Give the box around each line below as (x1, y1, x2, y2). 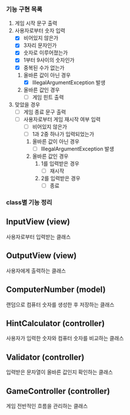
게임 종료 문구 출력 (23, 108, 66, 116)
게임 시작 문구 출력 (14, 19, 58, 27)
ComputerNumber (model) (6, 285, 106, 295)
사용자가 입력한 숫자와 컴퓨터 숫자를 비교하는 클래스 (6, 335, 124, 342)
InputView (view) (6, 217, 71, 227)
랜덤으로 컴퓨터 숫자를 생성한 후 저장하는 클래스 (6, 301, 115, 308)
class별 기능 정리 (6, 199, 52, 207)
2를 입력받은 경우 (41, 175, 81, 182)
